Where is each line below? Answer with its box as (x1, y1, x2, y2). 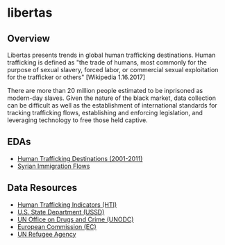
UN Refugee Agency (17, 230, 76, 238)
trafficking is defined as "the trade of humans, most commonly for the (7, 58, 207, 67)
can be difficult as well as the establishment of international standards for (7, 101, 217, 109)
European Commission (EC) (17, 222, 97, 230)
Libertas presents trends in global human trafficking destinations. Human (7, 51, 216, 59)
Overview (7, 33, 51, 44)
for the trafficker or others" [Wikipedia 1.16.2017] (7, 73, 146, 81)
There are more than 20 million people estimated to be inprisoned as (7, 87, 203, 94)
